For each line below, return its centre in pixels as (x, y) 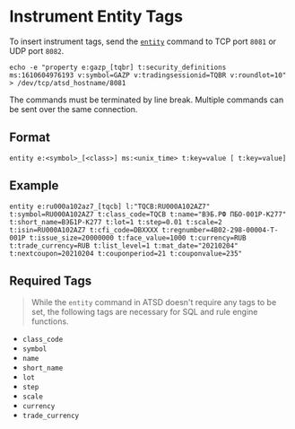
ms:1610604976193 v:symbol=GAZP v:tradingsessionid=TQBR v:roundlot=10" (148, 75)
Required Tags (51, 280)
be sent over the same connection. (74, 109)
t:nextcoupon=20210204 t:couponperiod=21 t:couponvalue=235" (126, 253)
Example (34, 186)
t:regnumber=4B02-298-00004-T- (220, 230)
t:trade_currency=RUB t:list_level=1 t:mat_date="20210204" (124, 245)
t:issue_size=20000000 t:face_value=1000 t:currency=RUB (138, 238)
